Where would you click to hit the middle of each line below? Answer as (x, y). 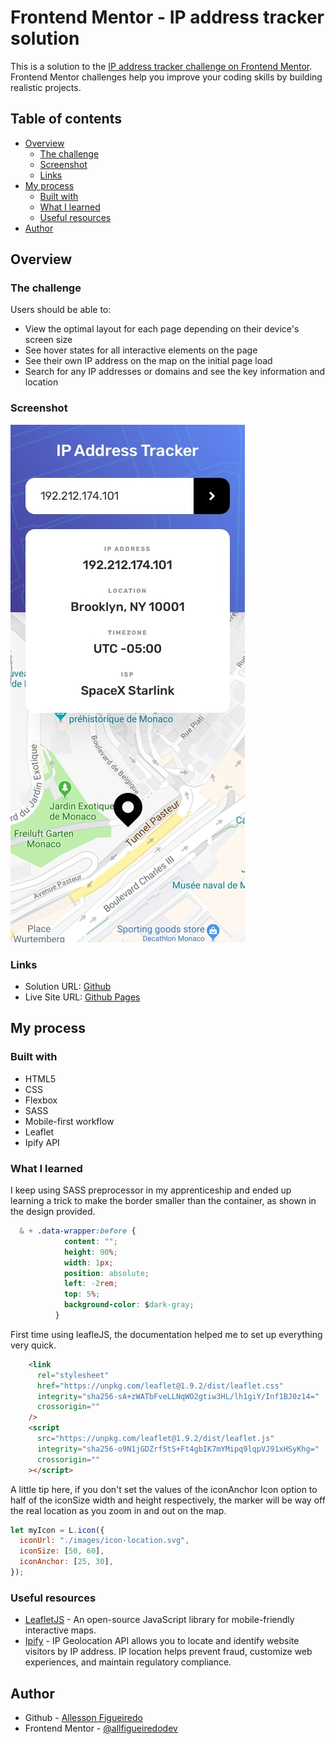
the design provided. (53, 1212)
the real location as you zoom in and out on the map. (118, 1510)
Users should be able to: (61, 310)
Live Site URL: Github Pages (82, 997)
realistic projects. (46, 87)
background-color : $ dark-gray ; (129, 1305)
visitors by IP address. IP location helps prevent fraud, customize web (168, 1652)
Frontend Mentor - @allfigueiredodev (101, 1728)
